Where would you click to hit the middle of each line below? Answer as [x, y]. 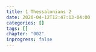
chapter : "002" [25, 34]
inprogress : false [29, 39]
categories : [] [25, 23]
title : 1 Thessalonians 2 [39, 12]
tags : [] [17, 28]
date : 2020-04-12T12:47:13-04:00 [48, 17]
